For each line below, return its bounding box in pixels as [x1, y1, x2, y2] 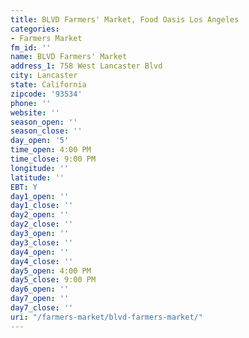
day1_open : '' [10, 191, 70, 201]
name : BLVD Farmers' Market [10, 52, 128, 62]
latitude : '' [10, 172, 65, 183]
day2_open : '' [10, 210, 70, 220]
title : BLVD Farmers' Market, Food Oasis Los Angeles [10, 14, 240, 25]
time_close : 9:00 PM [10, 154, 97, 164]
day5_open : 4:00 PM [10, 266, 92, 276]
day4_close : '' [10, 256, 74, 266]
